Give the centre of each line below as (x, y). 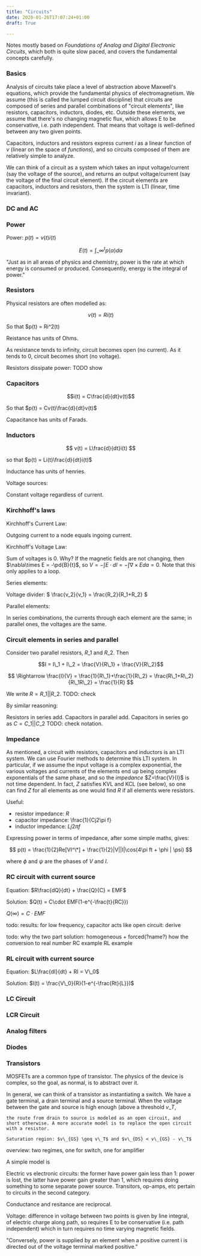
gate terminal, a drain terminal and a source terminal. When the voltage (94, 1101)
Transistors (23, 1063)
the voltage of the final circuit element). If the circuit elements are (87, 180)
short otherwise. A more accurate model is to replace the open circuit (99, 1123)
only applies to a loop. (34, 571)
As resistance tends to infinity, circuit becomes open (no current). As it (94, 349)
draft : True (21, 23)
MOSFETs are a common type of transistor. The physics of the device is (95, 1076)
